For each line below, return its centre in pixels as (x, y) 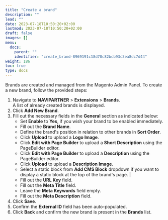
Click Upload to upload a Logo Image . (59, 137)
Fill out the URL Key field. (46, 180)
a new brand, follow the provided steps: (46, 90)
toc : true (16, 66)
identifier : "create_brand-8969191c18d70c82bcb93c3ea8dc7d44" (81, 57)
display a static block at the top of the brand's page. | (75, 175)
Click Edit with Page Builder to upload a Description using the (85, 153)
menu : (11, 43)
